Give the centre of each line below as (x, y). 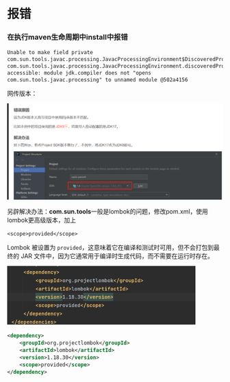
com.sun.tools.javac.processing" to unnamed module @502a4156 (98, 80)
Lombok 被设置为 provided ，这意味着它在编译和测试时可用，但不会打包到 (111, 248)
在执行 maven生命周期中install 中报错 (67, 37)
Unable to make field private (50, 53)
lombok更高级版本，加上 (42, 220)
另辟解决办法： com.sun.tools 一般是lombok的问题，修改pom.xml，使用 (108, 212)
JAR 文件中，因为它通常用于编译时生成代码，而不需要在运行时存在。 (117, 256)
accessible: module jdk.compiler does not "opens (79, 73)
